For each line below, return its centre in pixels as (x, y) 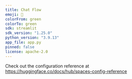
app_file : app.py (23, 42)
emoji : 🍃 (14, 14)
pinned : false (20, 47)
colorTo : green (21, 24)
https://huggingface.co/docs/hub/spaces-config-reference (66, 71)
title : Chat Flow (23, 10)
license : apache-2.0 (27, 51)
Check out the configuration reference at (47, 66)
